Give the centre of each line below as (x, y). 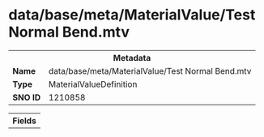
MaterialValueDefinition (93, 84)
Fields (24, 121)
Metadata (132, 58)
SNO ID (27, 97)
